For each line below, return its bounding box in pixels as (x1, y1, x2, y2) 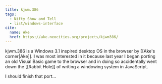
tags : (5, 12, 16, 17)
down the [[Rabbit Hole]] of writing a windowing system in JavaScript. (5, 63, 148, 69)
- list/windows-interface (9, 21, 63, 26)
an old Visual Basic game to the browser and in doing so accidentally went (5, 58, 157, 64)
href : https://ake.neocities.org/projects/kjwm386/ (9, 35, 119, 40)
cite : (5, 26, 16, 30)
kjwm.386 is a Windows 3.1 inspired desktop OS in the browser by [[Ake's (5, 48, 155, 54)
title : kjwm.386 (5, 7, 39, 12)
